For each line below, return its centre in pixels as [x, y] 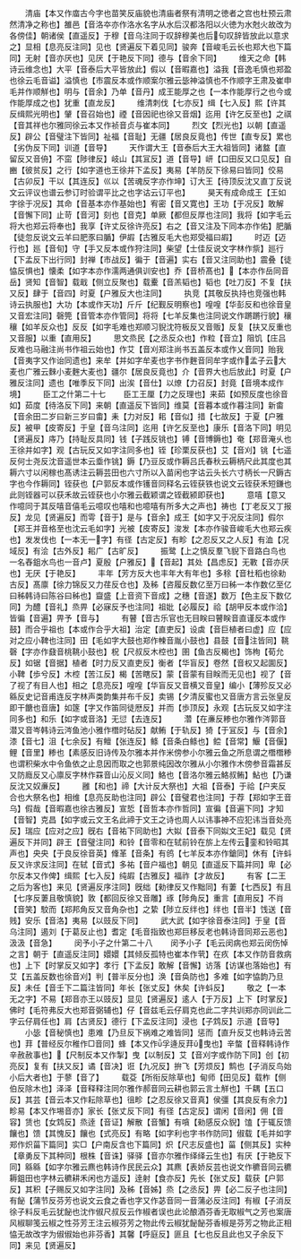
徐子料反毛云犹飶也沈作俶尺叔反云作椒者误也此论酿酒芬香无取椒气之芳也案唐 [150, 1212]
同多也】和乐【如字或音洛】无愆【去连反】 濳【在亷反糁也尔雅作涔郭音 [148, 719]
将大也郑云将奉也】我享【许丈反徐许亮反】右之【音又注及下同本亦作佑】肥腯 [150, 226]
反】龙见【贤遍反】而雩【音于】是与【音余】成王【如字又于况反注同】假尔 [146, 517]
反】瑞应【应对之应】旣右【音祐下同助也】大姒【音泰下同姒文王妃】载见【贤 [150, 831]
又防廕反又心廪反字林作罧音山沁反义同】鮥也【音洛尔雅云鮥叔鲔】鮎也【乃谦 [150, 775]
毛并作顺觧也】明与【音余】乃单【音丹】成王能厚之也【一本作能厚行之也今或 [150, 91]
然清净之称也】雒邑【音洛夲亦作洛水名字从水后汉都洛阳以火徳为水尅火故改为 [150, 24]
